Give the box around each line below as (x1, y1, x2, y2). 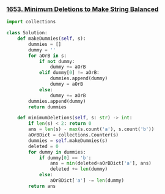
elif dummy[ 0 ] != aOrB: (38, 70, 100, 76)
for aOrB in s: (28, 53, 67, 59)
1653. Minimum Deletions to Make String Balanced (6, 5, 159, 13)
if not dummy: (38, 58, 75, 64)
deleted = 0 (28, 143, 59, 149)
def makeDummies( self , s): (17, 35, 86, 42)
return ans (28, 183, 56, 189)
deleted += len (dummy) (50, 166, 108, 173)
